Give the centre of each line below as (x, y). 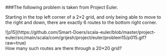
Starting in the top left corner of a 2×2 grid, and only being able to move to (83, 17)
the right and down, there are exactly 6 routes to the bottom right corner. (81, 22)
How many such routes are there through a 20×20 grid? (63, 48)
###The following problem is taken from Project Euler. (62, 7)
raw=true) (16, 43)
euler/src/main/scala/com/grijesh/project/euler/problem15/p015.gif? (76, 38)
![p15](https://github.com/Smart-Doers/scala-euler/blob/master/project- (80, 32)
